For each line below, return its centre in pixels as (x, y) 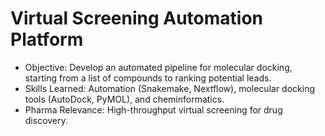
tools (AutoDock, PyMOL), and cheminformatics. (124, 99)
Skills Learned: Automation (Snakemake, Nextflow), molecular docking (169, 88)
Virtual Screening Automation (137, 18)
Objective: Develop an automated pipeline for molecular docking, (158, 67)
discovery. (46, 120)
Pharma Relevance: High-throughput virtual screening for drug (153, 109)
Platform (47, 39)
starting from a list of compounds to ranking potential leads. (148, 78)
